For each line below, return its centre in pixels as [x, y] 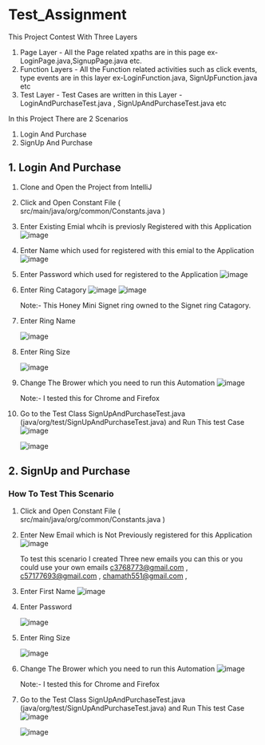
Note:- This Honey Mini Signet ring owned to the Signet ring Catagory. [135, 305]
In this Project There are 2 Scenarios [68, 118]
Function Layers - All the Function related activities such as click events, [138, 69]
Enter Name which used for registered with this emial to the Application [137, 250]
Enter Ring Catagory [53, 290]
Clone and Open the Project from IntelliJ [86, 187]
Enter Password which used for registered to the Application [119, 274]
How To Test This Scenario [61, 494]
